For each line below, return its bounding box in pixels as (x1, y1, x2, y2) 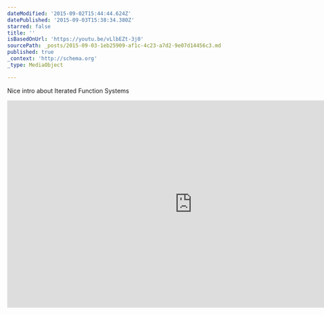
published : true (7, 49, 54, 56)
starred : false (7, 23, 51, 30)
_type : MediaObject (7, 61, 64, 68)
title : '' (7, 29, 36, 37)
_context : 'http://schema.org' (7, 55, 98, 62)
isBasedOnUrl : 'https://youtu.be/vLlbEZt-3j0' (7, 36, 144, 43)
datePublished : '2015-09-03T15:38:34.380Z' (7, 17, 135, 23)
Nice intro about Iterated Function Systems (7, 86, 129, 95)
